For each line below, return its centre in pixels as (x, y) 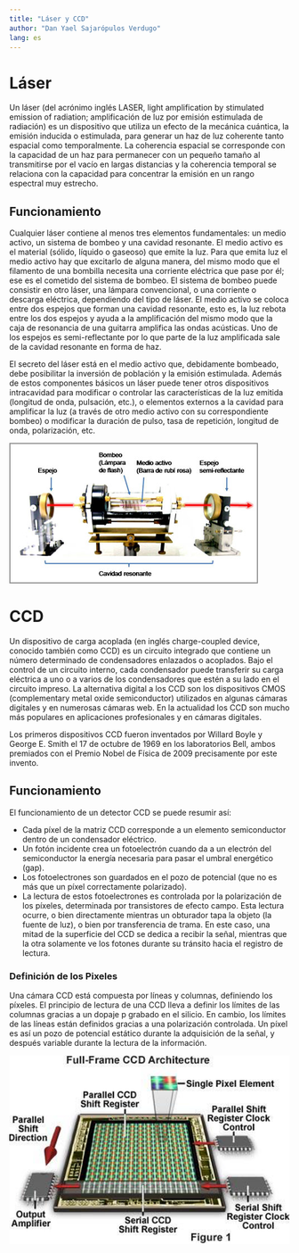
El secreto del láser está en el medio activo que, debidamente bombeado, (144, 364)
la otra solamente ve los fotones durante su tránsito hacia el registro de (152, 943)
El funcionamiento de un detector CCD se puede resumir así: (120, 812)
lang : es (25, 37)
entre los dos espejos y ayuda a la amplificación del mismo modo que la (141, 319)
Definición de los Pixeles (64, 975)
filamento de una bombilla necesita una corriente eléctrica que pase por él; (147, 271)
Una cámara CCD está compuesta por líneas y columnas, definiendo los (141, 996)
